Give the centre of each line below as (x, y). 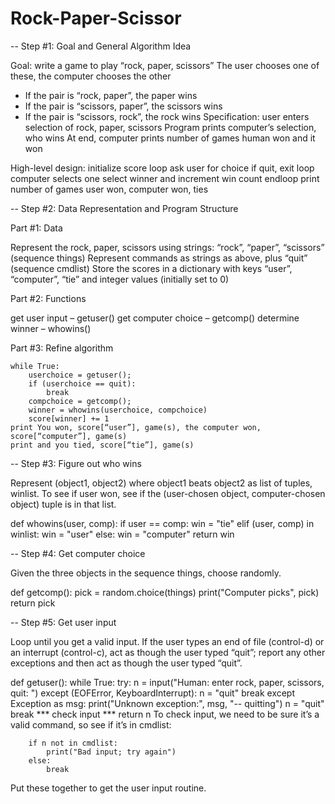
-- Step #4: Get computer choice (78, 553)
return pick (33, 603)
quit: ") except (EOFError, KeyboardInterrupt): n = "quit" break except (153, 693)
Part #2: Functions (48, 298)
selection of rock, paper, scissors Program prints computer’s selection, (170, 127)
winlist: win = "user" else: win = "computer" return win (122, 534)
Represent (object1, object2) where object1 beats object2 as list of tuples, (161, 483)
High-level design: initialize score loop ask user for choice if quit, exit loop (162, 168)
